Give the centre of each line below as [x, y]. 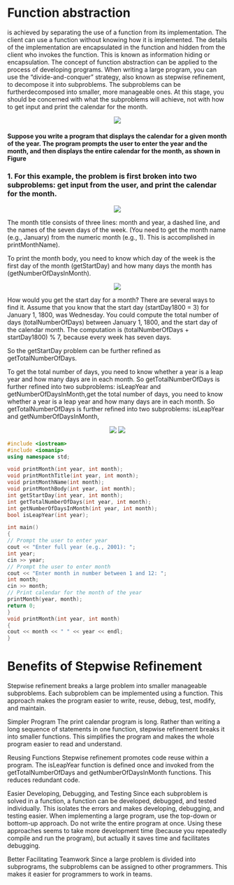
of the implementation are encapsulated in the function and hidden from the [116, 47]
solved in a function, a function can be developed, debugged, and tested [112, 801]
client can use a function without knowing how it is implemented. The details [117, 39]
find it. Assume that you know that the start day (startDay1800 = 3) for [108, 307]
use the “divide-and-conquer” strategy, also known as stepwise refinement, [116, 77]
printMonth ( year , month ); [45, 599]
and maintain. [27, 708]
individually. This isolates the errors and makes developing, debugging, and [116, 809]
